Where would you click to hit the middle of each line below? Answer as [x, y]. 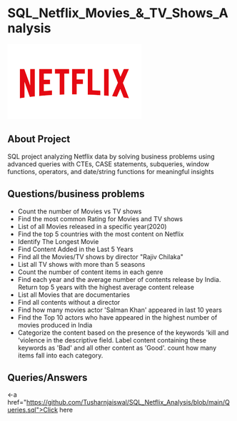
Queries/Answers [47, 377]
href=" [17, 402]
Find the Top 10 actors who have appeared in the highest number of [117, 317]
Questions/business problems [76, 194]
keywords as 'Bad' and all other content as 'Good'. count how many [117, 348]
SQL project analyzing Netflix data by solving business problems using [111, 156]
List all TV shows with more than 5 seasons [81, 264]
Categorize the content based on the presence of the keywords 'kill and [123, 333]
